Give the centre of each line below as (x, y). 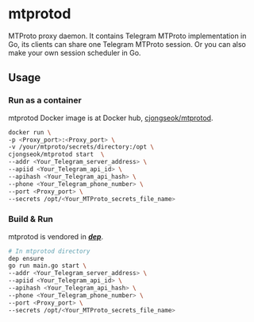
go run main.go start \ (48, 266)
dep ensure (26, 258)
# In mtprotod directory (49, 251)
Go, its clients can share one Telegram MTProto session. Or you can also (127, 44)
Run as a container (45, 100)
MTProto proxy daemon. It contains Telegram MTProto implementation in (127, 36)
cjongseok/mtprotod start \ (56, 155)
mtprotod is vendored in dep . (56, 236)
